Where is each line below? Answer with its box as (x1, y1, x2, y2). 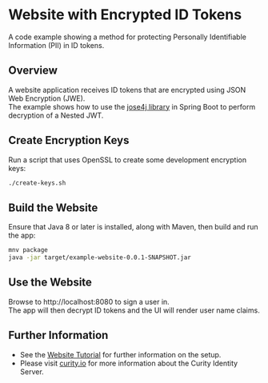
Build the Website (8, 201, 98, 214)
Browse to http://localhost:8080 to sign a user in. (8, 297, 170, 306)
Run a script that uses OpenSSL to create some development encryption (8, 154, 246, 165)
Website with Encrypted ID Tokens (8, 6, 242, 24)
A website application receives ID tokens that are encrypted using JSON (8, 85, 246, 94)
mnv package (8, 246, 48, 254)
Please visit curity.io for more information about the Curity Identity (19, 358, 238, 368)
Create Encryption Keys (8, 134, 130, 147)
